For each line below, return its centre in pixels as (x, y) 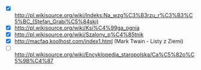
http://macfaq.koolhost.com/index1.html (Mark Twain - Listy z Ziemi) (99, 42)
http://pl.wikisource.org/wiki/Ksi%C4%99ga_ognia (77, 28)
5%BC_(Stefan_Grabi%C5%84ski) (56, 22)
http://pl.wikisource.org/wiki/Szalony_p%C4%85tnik (79, 34)
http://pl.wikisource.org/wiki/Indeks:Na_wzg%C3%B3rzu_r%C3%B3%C (103, 15)
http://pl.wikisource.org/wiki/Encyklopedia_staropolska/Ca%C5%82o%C (104, 55)
